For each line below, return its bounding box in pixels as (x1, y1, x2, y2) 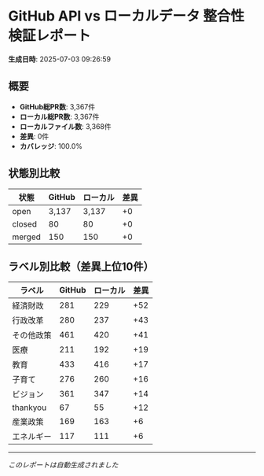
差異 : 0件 (19, 131, 49, 141)
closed (12, 218, 38, 229)
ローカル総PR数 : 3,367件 (19, 112, 100, 121)
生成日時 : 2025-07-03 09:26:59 (8, 54, 112, 64)
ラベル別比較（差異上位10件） (8, 260, 155, 273)
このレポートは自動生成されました (8, 460, 119, 470)
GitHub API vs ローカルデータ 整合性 (8, 7, 245, 25)
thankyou (12, 402, 47, 413)
